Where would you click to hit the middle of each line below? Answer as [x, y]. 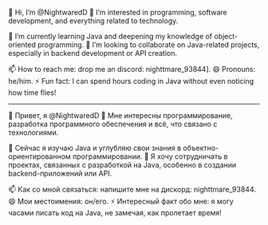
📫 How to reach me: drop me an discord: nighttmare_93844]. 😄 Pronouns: [132, 69]
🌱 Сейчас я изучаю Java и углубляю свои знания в [95, 148]
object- [226, 36]
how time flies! [32, 93]
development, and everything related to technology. [93, 21]
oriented [22, 45]
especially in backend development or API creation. [93, 53]
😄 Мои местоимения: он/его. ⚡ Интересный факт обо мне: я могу [121, 201]
